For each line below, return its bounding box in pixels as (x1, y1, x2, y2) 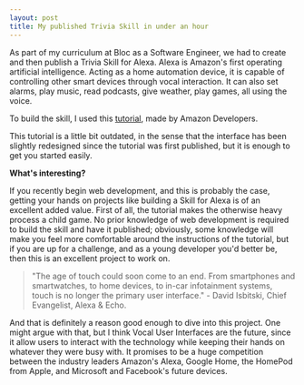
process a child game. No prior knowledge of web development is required (9, 214, 289, 225)
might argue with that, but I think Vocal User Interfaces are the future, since (9, 327, 291, 338)
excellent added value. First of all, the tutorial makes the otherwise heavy (9, 204, 283, 215)
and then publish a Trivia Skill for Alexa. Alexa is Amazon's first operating (9, 56, 283, 67)
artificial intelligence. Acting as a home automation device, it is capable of (9, 66, 285, 77)
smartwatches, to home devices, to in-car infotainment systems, (31, 279, 273, 291)
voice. (9, 95, 33, 106)
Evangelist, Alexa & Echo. (31, 299, 127, 310)
